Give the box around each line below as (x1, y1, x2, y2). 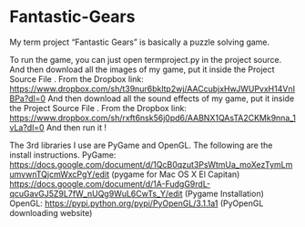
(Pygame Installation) (185, 188, 264, 199)
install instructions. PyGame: (9, 149, 117, 160)
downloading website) (9, 207, 93, 218)
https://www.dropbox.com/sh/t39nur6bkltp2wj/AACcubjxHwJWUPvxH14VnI (9, 83, 296, 94)
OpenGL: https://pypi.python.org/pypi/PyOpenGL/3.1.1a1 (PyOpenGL (9, 198, 264, 209)
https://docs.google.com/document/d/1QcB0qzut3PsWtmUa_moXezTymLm (9, 159, 293, 170)
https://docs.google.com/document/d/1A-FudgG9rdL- (9, 178, 211, 189)
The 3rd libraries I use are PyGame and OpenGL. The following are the (9, 139, 273, 150)
